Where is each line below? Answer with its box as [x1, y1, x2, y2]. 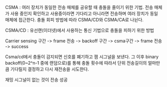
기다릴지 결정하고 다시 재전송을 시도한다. [10, 66, 89, 72]
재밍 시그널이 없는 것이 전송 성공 [5, 77, 68, 83]
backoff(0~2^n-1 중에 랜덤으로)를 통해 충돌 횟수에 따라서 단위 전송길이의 [5, 60, 147, 66]
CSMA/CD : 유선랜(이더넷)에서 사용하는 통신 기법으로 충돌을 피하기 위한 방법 [5, 27, 155, 33]
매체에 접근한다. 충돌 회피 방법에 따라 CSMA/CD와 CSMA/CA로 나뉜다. [5, 17, 144, 22]
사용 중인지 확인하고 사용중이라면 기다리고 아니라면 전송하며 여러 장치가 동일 [10, 10, 159, 16]
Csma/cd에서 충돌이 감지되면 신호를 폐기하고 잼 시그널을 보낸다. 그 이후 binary [5, 54, 159, 60]
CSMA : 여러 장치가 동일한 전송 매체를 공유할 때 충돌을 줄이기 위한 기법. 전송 [5, 4, 154, 10]
